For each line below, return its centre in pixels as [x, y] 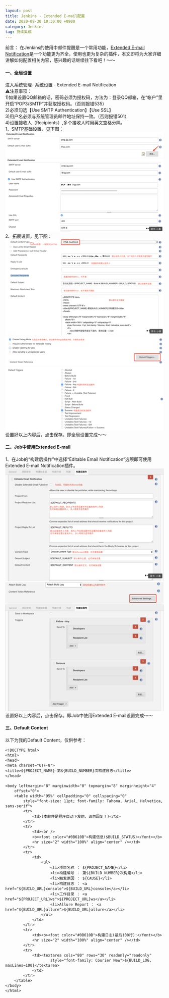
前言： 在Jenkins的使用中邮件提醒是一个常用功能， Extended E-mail [75, 47]
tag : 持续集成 [18, 32]
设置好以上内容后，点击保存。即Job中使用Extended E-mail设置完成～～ [79, 715]
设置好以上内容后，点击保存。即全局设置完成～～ [56, 435]
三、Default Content [27, 728]
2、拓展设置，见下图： [29, 236]
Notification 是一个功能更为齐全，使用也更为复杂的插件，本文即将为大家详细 [83, 54]
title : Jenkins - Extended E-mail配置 [45, 16]
